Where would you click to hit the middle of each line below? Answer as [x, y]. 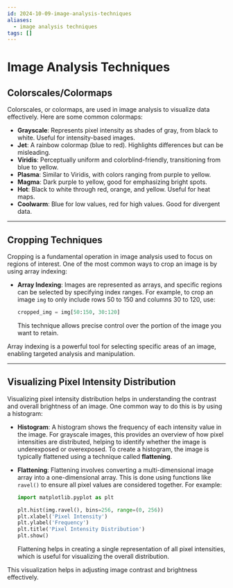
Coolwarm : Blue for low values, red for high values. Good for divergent [119, 204]
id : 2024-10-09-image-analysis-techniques [69, 14]
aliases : [20, 20]
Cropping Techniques [55, 240]
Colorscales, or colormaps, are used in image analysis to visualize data [109, 110]
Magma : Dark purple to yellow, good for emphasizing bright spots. [112, 182]
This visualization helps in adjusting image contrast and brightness [102, 570]
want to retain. [38, 333]
